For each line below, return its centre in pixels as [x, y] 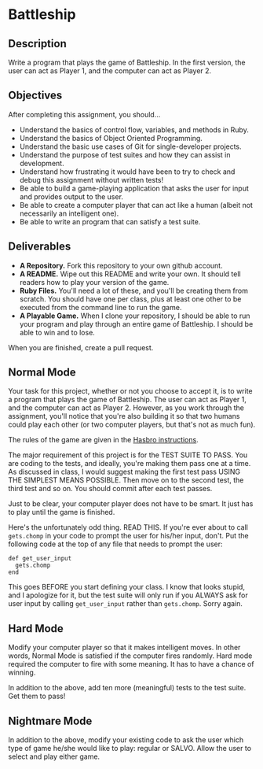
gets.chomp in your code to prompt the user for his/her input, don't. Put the [128, 536]
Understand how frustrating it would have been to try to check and [127, 172]
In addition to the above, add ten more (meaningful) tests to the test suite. [127, 688]
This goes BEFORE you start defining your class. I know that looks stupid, [127, 587]
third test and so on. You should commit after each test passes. [110, 489]
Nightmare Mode [50, 721]
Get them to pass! [37, 696]
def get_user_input [40, 559]
